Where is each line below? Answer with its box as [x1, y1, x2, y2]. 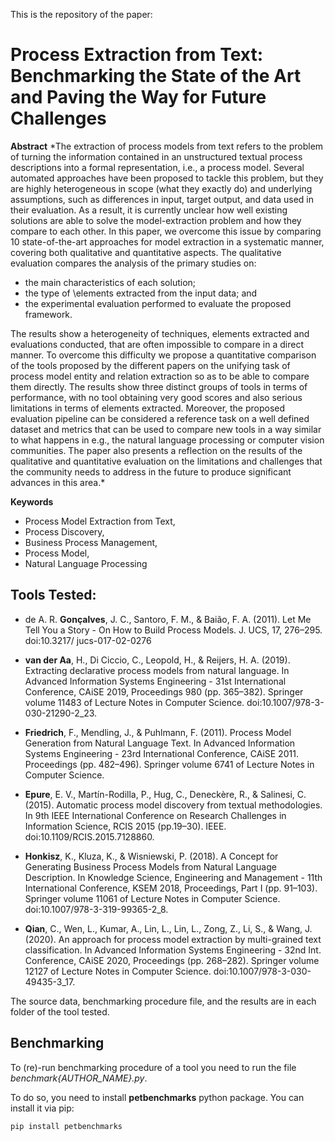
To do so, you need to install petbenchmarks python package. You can [10, 1091, 305, 1103]
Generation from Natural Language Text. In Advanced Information [24, 737, 296, 749]
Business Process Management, [24, 536, 158, 548]
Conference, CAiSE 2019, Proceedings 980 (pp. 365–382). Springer [24, 685, 304, 698]
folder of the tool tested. [10, 1005, 110, 1018]
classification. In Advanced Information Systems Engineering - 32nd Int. [24, 944, 322, 956]
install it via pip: [10, 1102, 75, 1114]
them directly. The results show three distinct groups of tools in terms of [10, 380, 308, 393]
